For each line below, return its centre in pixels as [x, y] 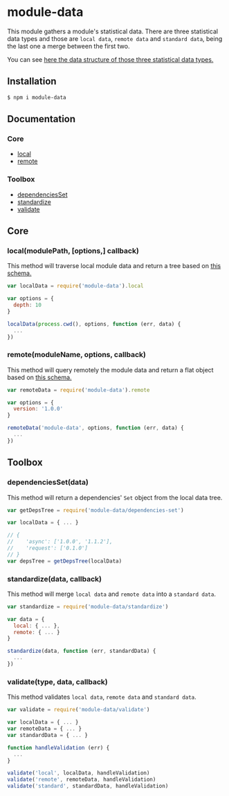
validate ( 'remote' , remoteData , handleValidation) [82, 780]
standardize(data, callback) [55, 579]
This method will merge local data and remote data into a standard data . [112, 594]
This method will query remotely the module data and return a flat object [110, 370]
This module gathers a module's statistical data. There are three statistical [113, 31]
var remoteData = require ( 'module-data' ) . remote [79, 390]
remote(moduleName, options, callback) [77, 355]
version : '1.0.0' [38, 409]
